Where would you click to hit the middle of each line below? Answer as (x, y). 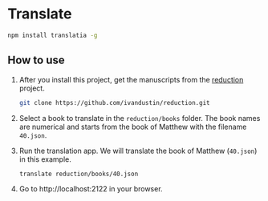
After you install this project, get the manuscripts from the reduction (131, 79)
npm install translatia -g (53, 35)
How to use (36, 60)
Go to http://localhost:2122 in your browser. (91, 189)
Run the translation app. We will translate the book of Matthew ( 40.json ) (138, 151)
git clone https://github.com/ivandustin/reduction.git (114, 103)
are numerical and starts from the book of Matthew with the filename (133, 127)
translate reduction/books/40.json (79, 174)
